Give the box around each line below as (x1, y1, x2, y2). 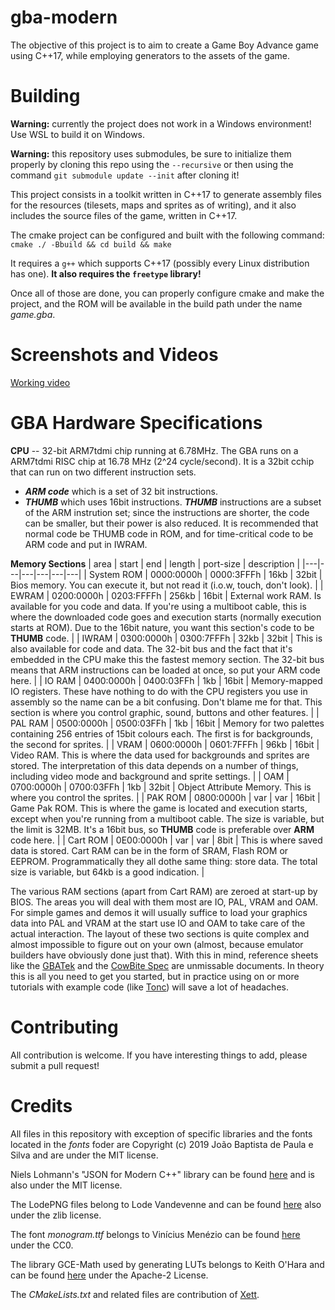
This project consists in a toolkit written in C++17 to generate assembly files (10, 188, 322, 200)
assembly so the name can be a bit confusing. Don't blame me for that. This (10, 696, 323, 708)
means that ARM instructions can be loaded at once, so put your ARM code (10, 664, 321, 676)
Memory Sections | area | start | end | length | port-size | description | (10, 557, 301, 570)
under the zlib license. (10, 1209, 102, 1221)
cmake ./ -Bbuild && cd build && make (10, 239, 172, 250)
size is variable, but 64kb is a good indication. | (10, 866, 205, 878)
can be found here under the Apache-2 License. (10, 1269, 209, 1281)
